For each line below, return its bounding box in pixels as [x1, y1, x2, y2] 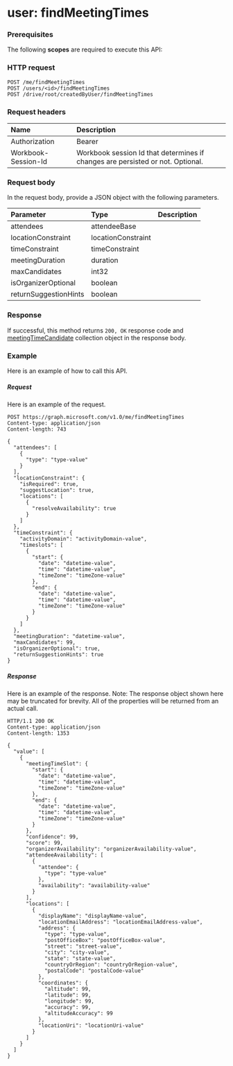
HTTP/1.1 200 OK [7, 717, 54, 724]
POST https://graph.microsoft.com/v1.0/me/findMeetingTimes [7, 413, 185, 420]
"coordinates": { [37, 979, 89, 986]
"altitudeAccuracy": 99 [44, 1010, 113, 1017]
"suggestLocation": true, [19, 486, 95, 493]
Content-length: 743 [7, 426, 67, 433]
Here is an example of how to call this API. [7, 367, 128, 375]
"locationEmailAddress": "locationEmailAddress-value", [37, 918, 203, 925]
